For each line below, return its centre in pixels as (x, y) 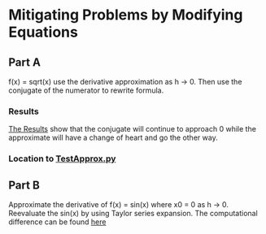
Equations (44, 32)
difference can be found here (57, 222)
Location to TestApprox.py (62, 158)
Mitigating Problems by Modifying (126, 15)
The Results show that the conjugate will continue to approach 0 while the (132, 129)
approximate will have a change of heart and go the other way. (113, 138)
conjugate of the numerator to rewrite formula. (86, 90)
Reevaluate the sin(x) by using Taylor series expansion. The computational (133, 214)
